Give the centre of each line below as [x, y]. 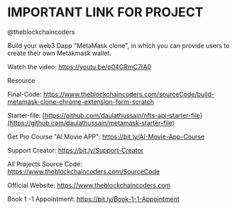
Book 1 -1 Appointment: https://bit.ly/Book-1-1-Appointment [93, 199]
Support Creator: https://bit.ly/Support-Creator [76, 150]
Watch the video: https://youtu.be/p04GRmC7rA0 [79, 66]
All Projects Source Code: [45, 164]
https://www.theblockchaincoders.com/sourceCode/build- [129, 94]
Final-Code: [25, 94]
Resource [21, 80]
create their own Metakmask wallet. [60, 53]
